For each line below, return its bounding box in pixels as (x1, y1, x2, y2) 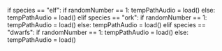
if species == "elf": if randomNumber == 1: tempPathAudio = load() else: (7, 6, 215, 14)
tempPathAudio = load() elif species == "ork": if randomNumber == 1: (7, 13, 207, 22)
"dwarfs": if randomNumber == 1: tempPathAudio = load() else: (7, 28, 188, 36)
